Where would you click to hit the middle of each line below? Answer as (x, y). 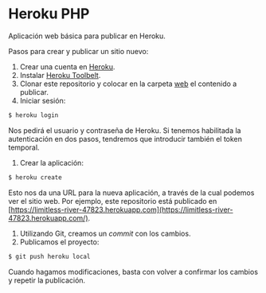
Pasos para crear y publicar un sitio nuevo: (78, 51)
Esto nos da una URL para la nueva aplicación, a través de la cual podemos (131, 193)
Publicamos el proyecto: (59, 242)
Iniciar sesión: (43, 100)
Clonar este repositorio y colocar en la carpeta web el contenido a (128, 84)
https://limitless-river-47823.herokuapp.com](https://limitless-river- (122, 209)
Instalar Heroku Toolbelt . (60, 75)
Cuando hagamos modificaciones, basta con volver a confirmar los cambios (133, 272)
